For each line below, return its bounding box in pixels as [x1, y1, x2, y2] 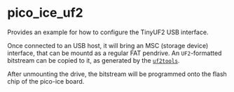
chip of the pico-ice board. [7, 77, 85, 85]
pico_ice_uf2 [7, 5, 83, 21]
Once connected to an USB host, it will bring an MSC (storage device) [7, 41, 209, 49]
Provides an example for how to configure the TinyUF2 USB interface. [7, 28, 209, 36]
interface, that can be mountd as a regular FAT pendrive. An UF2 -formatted [7, 49, 222, 57]
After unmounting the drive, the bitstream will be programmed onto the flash [7, 70, 228, 78]
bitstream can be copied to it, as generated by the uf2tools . [7, 56, 180, 64]
